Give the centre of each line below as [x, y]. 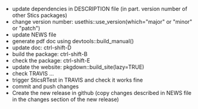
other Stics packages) [40, 15]
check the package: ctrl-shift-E [51, 61]
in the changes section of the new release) [66, 99]
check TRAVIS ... [33, 73]
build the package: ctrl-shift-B [50, 54]
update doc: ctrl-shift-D [42, 47]
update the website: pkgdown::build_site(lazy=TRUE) [78, 67]
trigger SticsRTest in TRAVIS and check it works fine [77, 80]
